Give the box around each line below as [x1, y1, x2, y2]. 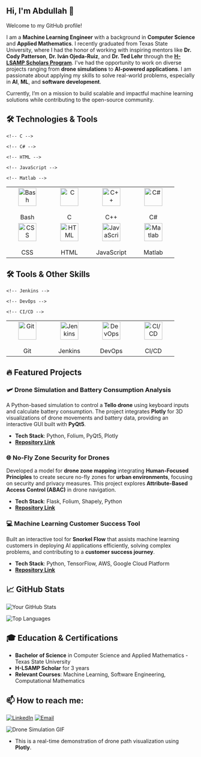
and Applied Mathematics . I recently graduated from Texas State [6, 40, 168, 47]
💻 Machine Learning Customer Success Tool [6, 520, 140, 528]
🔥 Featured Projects [6, 367, 82, 378]
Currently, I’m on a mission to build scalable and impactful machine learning [6, 89, 194, 96]
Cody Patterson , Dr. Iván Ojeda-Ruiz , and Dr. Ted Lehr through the [6, 52, 173, 60]
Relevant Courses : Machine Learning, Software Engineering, [14, 671, 166, 678]
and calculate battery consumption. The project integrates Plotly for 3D [6, 408, 183, 415]
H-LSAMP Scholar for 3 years [14, 665, 90, 672]
